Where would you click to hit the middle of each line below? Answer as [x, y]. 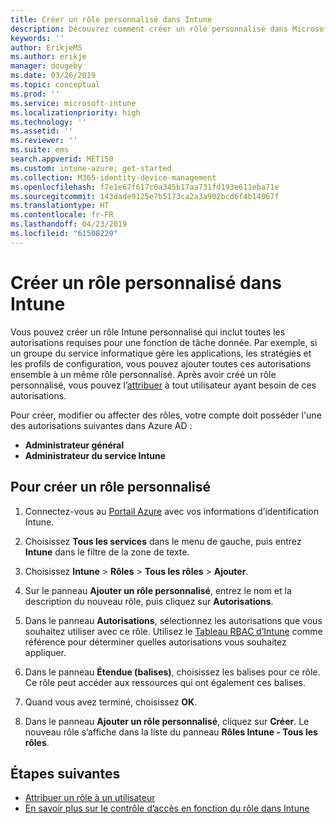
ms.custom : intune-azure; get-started [91, 168]
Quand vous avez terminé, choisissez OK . [111, 702]
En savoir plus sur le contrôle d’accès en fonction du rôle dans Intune [167, 808]
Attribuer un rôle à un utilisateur [90, 798]
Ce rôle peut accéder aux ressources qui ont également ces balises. [165, 682]
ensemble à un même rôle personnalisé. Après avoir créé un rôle [143, 374]
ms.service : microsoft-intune [73, 103]
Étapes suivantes [65, 773]
